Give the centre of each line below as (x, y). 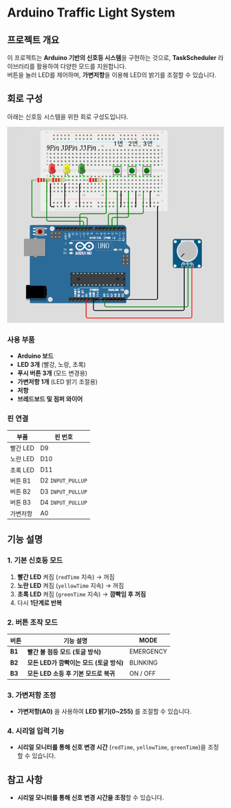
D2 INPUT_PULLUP (64, 481)
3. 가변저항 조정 (32, 695)
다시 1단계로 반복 (40, 603)
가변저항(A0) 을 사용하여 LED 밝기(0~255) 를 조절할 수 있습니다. (104, 711)
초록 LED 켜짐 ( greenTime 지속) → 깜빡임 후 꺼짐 (81, 594)
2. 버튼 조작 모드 (33, 622)
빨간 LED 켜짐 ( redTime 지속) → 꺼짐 (66, 576)
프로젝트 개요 (33, 40)
